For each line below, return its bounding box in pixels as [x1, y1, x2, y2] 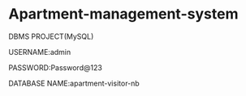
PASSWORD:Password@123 [8, 62, 103, 73]
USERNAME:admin [8, 47, 71, 56]
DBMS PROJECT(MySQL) [8, 31, 94, 41]
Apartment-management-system [8, 5, 239, 23]
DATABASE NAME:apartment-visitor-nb [8, 78, 140, 88]
